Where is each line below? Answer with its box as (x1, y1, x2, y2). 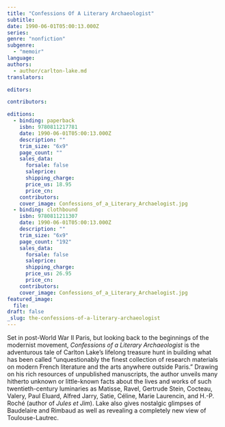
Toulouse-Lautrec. (7, 414, 59, 422)
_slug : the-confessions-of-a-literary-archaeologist (7, 315, 161, 322)
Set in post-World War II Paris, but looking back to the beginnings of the (7, 334, 209, 341)
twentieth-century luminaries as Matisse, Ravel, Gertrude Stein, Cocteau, (7, 385, 213, 393)
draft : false (7, 308, 44, 315)
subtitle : (7, 16, 36, 23)
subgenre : (7, 42, 36, 49)
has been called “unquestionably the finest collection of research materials (7, 356, 218, 363)
